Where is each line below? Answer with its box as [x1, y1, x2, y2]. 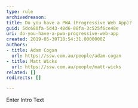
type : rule [6, 8, 33, 15]
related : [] [6, 69, 36, 75]
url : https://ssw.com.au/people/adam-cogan [11, 53, 121, 59]
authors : [6, 42, 28, 48]
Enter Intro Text [6, 96, 44, 104]
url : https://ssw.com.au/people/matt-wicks [11, 63, 121, 70]
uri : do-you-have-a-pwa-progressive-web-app [6, 31, 119, 37]
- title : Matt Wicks [6, 58, 58, 64]
